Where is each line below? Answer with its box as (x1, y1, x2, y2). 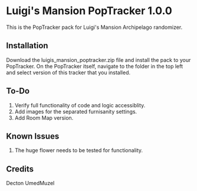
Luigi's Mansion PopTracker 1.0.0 (6, 4, 172, 18)
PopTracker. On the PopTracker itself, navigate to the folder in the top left (6, 62, 183, 70)
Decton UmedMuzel (6, 180, 55, 187)
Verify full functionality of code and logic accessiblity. (14, 101, 146, 108)
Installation (6, 41, 48, 51)
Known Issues (6, 131, 60, 141)
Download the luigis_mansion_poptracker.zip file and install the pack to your (6, 56, 191, 63)
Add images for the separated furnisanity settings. (14, 108, 137, 115)
